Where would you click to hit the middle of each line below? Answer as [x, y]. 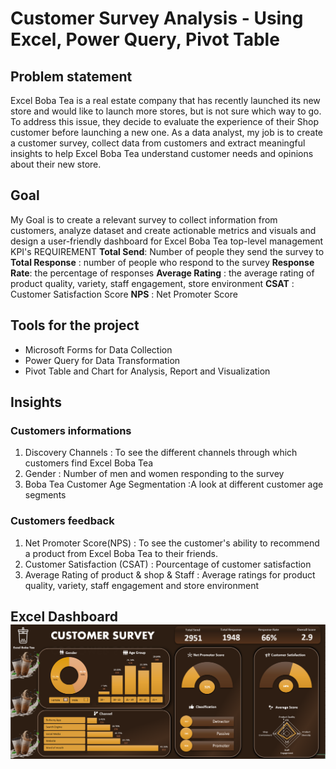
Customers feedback [62, 521]
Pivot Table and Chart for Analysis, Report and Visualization [147, 371]
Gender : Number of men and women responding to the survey [154, 474]
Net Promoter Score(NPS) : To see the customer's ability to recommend [172, 543]
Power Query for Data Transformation [102, 360]
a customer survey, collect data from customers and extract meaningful [158, 143]
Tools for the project [75, 325]
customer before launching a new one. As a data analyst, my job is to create [166, 132]
